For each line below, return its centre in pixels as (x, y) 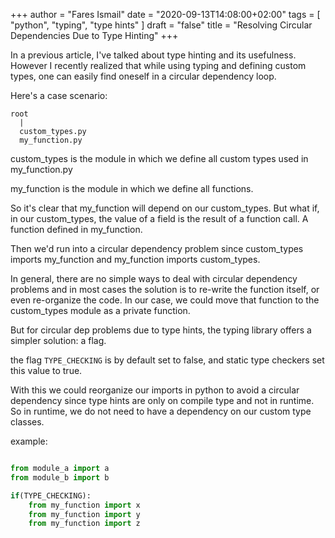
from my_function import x (84, 505)
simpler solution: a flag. (58, 340)
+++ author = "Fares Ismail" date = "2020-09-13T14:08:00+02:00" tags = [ (165, 14)
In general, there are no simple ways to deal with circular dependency (154, 278)
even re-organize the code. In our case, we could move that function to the (165, 300)
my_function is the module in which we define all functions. (132, 188)
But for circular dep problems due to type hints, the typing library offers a (161, 330)
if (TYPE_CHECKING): (51, 495)
